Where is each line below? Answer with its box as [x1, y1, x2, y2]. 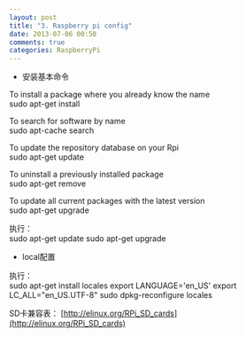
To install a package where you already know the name [9, 90, 211, 100]
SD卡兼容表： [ [9, 308, 65, 319]
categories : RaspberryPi [9, 46, 101, 55]
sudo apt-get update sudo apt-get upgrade [9, 233, 166, 244]
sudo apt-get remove [9, 178, 87, 189]
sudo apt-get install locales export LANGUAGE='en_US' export [9, 280, 237, 291]
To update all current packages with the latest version [9, 196, 205, 207]
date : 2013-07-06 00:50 [9, 29, 97, 38]
